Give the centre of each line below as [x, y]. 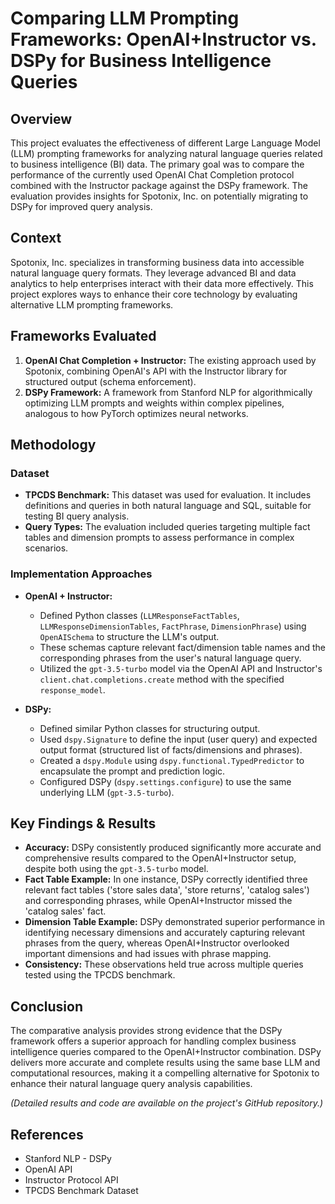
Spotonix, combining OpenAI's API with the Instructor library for [156, 371]
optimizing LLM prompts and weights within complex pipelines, [154, 403]
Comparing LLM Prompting [125, 18]
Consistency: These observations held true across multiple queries [164, 964]
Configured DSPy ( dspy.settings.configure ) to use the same [165, 781]
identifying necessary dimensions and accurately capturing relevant [165, 933]
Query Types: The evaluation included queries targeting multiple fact [167, 527]
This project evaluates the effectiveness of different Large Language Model [165, 143]
